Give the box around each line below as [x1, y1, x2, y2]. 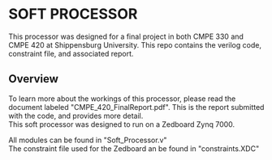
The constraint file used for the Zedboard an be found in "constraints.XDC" [8, 143, 260, 154]
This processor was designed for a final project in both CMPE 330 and [8, 32, 244, 41]
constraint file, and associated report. [8, 48, 134, 58]
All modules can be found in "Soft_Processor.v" [8, 135, 168, 145]
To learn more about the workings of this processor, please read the [8, 94, 236, 103]
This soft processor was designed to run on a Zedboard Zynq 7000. [8, 119, 235, 129]
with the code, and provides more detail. [8, 111, 144, 120]
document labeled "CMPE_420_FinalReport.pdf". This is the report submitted [8, 102, 265, 112]
